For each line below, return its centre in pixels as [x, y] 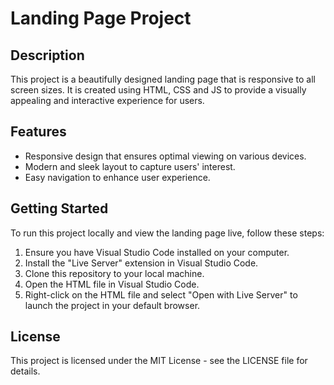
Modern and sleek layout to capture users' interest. [130, 166]
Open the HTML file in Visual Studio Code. [112, 284]
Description [47, 55]
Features [38, 132]
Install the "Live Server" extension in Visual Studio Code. [141, 263]
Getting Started [59, 208]
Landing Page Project [101, 18]
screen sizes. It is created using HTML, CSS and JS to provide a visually [158, 90]
